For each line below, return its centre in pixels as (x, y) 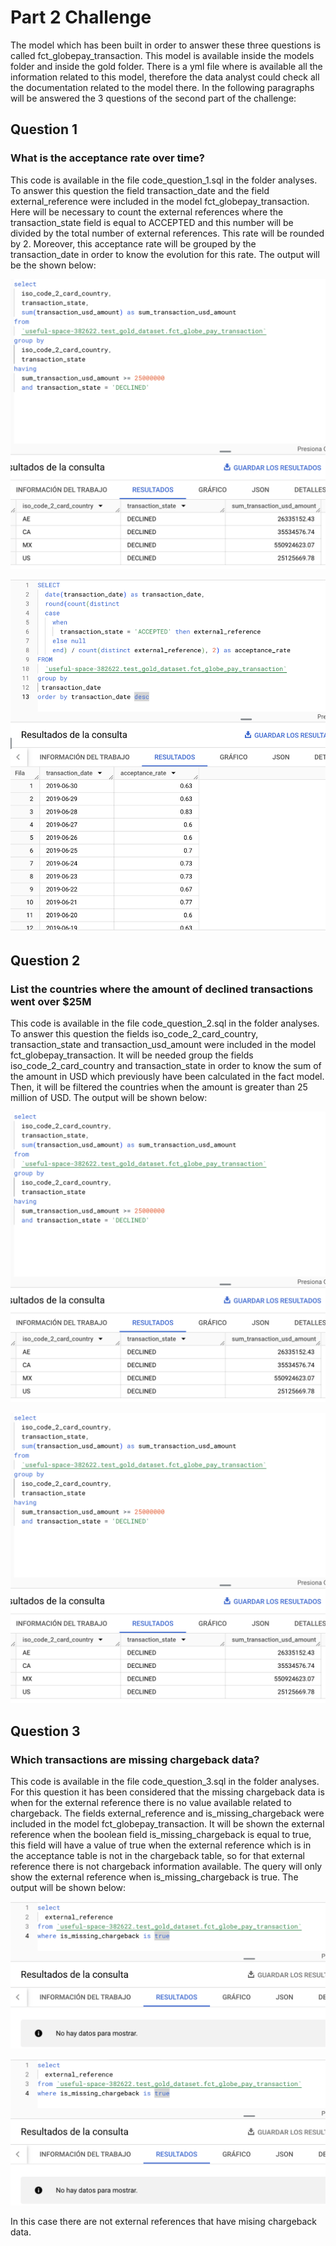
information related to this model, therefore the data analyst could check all (165, 77)
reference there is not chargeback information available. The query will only (166, 1866)
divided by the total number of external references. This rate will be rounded (167, 233)
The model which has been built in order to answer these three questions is (166, 45)
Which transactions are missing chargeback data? (135, 1759)
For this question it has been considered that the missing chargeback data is (167, 1792)
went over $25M (51, 1001)
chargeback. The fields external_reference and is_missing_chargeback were (167, 1813)
